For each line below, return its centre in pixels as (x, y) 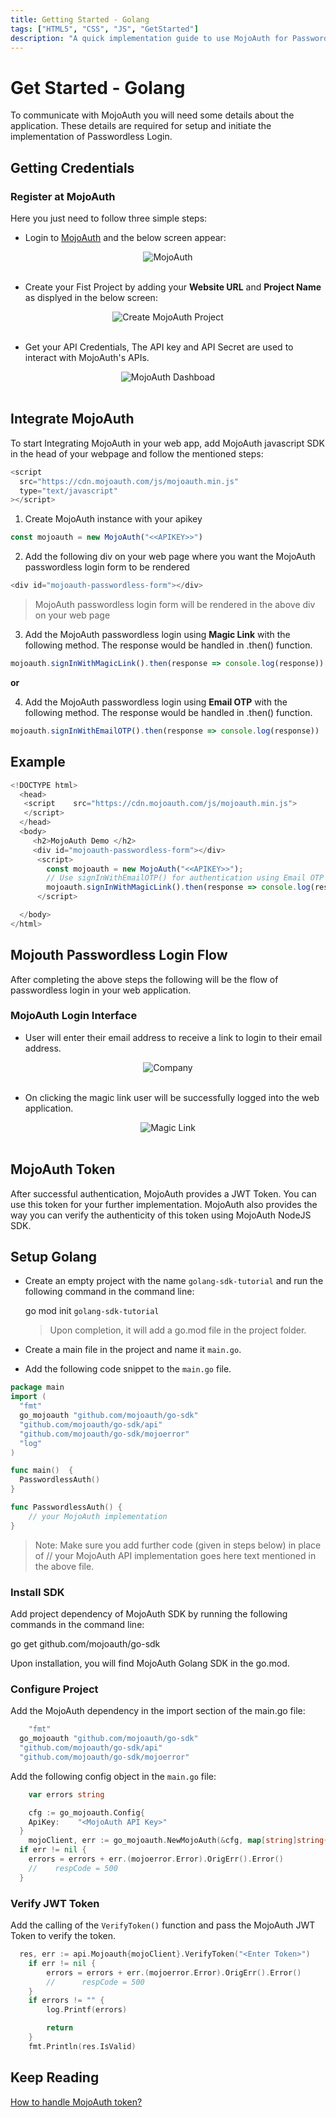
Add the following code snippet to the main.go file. (128, 1369)
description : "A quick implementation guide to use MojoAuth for (149, 38)
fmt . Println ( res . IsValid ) (82, 2046)
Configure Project (54, 1689)
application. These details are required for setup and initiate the (141, 126)
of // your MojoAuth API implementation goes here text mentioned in (175, 1555)
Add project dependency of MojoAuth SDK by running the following (149, 1614)
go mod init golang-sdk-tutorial (92, 1311)
